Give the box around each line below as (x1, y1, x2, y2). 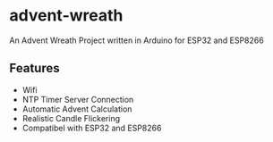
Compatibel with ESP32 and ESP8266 (21, 122, 162, 133)
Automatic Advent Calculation (21, 104, 132, 114)
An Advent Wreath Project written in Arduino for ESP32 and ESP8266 (9, 35, 264, 46)
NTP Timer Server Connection (21, 94, 134, 104)
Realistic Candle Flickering (21, 113, 121, 123)
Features (9, 61, 60, 76)
